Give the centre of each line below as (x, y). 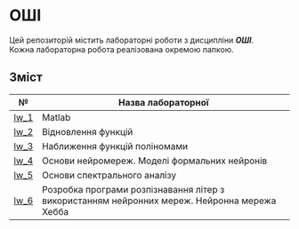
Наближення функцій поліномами (115, 146)
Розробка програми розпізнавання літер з (133, 189)
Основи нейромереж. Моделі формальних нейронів (154, 161)
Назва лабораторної (164, 102)
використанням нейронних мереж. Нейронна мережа (159, 201)
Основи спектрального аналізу (109, 175)
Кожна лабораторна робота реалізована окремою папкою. (121, 49)
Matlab (56, 117)
